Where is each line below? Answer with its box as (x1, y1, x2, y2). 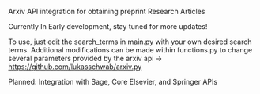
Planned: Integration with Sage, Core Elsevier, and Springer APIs (8, 78, 218, 86)
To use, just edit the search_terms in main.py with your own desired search (8, 37, 252, 46)
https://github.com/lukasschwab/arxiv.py (8, 62, 142, 71)
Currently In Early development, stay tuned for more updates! (8, 22, 208, 31)
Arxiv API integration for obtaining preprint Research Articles (8, 7, 205, 16)
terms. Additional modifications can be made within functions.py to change (8, 45, 253, 54)
